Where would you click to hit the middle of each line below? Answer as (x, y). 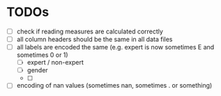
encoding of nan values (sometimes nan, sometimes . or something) (114, 86)
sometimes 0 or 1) (42, 55)
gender (37, 70)
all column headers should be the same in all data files (94, 39)
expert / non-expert (55, 63)
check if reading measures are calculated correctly (90, 31)
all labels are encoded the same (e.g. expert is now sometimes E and (115, 47)
